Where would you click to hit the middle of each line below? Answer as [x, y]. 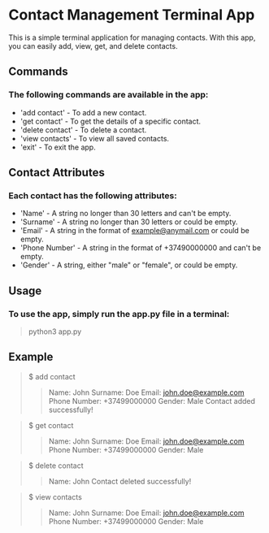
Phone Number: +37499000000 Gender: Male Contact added [152, 401]
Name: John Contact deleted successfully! [120, 481]
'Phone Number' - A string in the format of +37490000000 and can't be [141, 248]
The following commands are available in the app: [108, 95]
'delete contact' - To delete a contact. [83, 130]
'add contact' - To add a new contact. [83, 112]
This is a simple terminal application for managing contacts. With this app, [132, 37]
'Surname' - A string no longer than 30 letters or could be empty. [129, 222]
